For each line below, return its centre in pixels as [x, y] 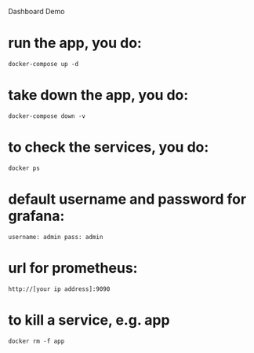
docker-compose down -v [47, 116]
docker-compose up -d [44, 64]
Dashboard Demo [36, 11]
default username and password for [127, 199]
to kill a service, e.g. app [89, 320]
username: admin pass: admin [56, 237]
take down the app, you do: [98, 96]
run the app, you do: [75, 43]
